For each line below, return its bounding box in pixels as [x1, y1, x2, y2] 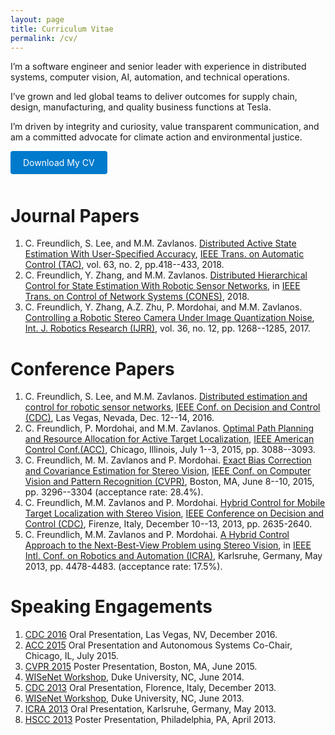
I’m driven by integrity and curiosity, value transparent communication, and [10, 121, 320, 133]
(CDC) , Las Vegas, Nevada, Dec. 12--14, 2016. [24, 412, 215, 424]
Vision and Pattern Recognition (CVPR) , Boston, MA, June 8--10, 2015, [24, 476, 315, 488]
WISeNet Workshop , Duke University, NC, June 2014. [24, 671, 245, 683]
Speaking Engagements [10, 596, 213, 618]
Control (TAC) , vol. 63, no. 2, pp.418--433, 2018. [24, 259, 225, 271]
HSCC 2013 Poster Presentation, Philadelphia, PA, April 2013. [24, 714, 277, 726]
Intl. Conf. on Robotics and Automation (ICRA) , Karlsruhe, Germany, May [24, 550, 323, 562]
